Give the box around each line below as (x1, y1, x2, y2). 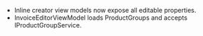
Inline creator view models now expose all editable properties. (14, 6, 197, 14)
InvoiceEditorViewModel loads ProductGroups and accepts (14, 13, 187, 22)
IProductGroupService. (14, 21, 82, 29)
